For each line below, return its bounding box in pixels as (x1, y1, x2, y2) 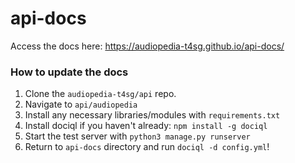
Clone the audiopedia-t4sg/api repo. (24, 88, 177, 100)
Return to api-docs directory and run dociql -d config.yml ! (24, 141, 270, 153)
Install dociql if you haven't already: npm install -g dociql (24, 120, 268, 132)
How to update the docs (10, 65, 129, 79)
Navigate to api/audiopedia (24, 98, 138, 111)
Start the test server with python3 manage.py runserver (24, 130, 251, 142)
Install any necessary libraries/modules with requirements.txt (24, 109, 281, 121)
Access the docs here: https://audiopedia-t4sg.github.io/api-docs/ (10, 40, 285, 52)
